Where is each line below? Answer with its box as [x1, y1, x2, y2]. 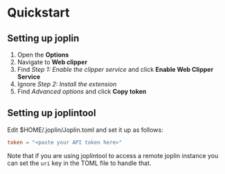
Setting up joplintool [7, 107, 96, 119]
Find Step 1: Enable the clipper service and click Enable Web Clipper [17, 66, 214, 73]
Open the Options [17, 50, 69, 59]
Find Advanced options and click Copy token [17, 88, 147, 95]
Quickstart [7, 5, 71, 21]
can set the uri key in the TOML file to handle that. [7, 159, 152, 167]
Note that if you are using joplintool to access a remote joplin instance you [7, 151, 219, 159]
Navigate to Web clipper [17, 58, 88, 66]
